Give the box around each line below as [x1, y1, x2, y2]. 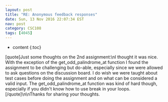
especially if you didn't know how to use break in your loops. [5, 86, 130, 91]
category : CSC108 [5, 26, 42, 31]
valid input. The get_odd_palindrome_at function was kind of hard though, [5, 80, 157, 86]
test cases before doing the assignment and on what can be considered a [5, 75, 157, 81]
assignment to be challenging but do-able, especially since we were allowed [5, 64, 163, 70]
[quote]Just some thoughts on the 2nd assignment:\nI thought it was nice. [5, 54, 158, 60]
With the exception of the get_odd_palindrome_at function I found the [5, 59, 149, 65]
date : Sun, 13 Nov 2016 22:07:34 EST [5, 16, 84, 21]
